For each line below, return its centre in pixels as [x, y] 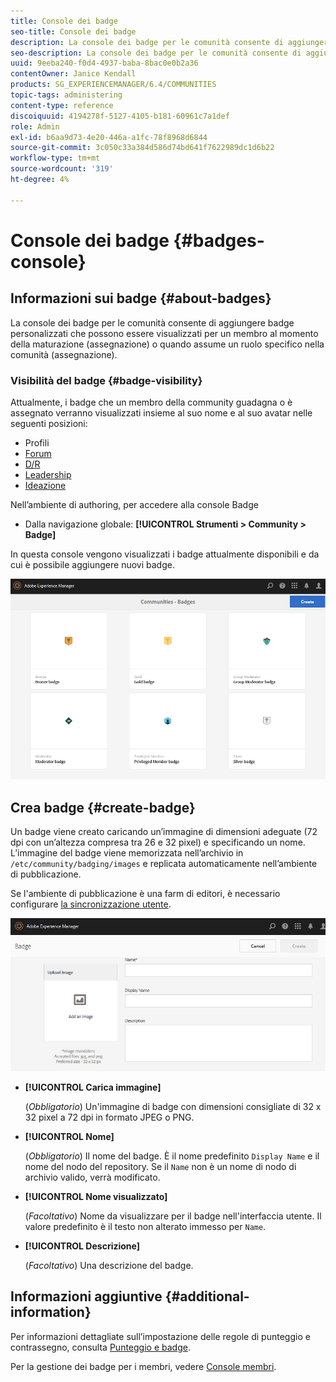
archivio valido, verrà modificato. [92, 1177]
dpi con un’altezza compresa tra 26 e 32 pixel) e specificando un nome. [158, 842]
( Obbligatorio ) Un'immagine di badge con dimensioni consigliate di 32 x [173, 1106]
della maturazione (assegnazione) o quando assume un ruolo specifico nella [167, 344]
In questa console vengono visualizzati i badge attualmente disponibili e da [165, 554]
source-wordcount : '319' [62, 169]
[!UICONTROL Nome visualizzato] [96, 1196]
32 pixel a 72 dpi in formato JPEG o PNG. [109, 1117]
